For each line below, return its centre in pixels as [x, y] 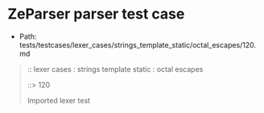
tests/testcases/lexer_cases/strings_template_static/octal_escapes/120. [138, 44]
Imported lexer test [58, 100]
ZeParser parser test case [96, 14]
